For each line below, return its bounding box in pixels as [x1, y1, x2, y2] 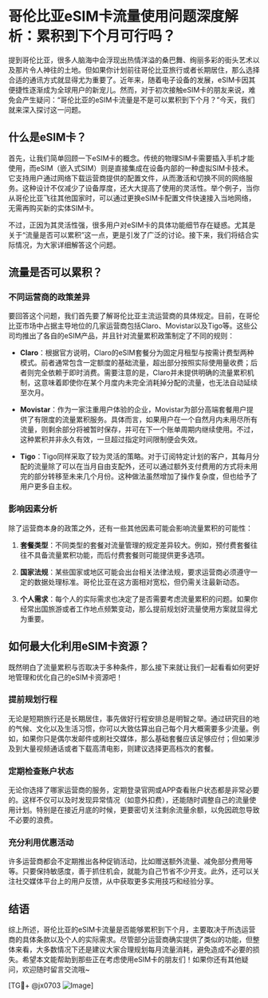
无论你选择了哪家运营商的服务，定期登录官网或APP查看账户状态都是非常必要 [8, 785, 260, 795]
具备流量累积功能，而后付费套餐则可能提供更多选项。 [33, 550, 209, 559]
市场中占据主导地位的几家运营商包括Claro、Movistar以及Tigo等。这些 [22, 321, 251, 331]
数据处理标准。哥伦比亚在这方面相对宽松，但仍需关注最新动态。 [33, 577, 244, 586]
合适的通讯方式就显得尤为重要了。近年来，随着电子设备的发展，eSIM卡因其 [8, 75, 256, 85]
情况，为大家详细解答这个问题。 [14, 240, 120, 250]
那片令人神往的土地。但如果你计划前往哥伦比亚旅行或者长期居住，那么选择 [14, 65, 260, 74]
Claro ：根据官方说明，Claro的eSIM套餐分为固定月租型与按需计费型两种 [19, 348, 254, 357]
